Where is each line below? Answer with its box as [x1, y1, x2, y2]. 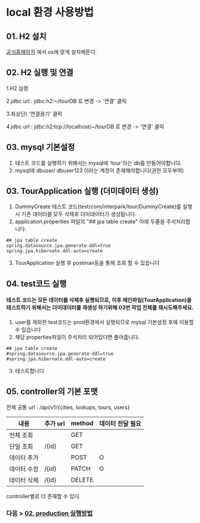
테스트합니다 [14, 367, 45, 375]
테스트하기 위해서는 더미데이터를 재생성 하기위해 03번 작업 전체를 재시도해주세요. [6, 304, 194, 311]
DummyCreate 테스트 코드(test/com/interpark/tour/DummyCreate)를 [14, 203, 181, 210]
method [71, 419, 94, 427]
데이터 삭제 [9, 476, 39, 484]
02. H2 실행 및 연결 [6, 67, 74, 78]
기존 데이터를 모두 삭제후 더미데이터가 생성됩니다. [21, 211, 137, 218]
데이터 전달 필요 [99, 419, 142, 428]
